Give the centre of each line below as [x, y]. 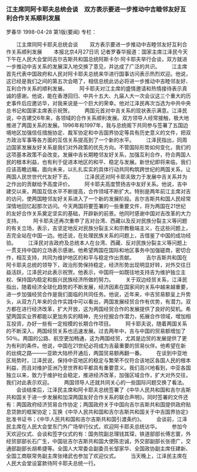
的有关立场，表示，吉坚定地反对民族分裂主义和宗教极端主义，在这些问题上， [98, 228]
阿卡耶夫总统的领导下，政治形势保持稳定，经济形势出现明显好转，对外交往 [96, 265]
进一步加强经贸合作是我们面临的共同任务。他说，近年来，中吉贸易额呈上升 [96, 294]
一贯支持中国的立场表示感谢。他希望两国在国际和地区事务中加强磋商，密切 [96, 250]
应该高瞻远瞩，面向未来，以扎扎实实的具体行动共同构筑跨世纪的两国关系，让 [98, 169]
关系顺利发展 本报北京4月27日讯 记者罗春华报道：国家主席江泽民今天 [99, 52]
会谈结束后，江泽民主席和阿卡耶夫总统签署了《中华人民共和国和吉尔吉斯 [103, 390]
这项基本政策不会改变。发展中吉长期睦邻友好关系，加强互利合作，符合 [91, 155]
